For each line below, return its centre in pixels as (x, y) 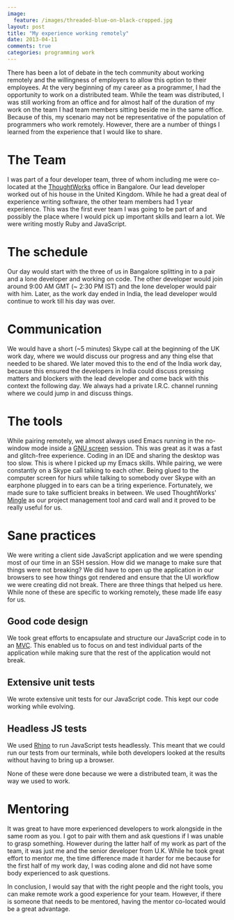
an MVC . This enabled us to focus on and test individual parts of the (105, 646)
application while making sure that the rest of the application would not (109, 653)
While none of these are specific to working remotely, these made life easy (115, 592)
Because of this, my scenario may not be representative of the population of (117, 117)
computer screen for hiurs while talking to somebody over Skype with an (111, 477)
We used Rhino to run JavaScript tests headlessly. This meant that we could (116, 745)
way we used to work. (39, 781)
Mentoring (38, 809)
